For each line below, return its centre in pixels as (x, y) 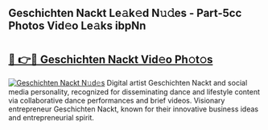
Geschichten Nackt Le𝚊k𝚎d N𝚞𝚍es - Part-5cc (125, 13)
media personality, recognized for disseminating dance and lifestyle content (134, 92)
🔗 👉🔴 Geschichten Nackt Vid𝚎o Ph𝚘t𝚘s (111, 59)
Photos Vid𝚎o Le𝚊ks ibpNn (77, 26)
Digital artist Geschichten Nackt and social (177, 83)
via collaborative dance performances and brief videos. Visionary (117, 101)
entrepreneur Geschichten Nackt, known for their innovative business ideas (134, 109)
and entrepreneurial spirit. (52, 117)
